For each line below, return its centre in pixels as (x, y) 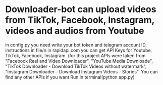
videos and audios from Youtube (75, 31)
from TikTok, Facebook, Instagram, (80, 20)
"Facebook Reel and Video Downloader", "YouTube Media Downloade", (79, 61)
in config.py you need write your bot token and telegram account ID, (76, 45)
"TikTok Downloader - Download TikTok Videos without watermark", (76, 66)
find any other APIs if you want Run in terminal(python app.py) (70, 77)
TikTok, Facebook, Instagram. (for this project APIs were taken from (75, 55)
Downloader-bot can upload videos (81, 9)
